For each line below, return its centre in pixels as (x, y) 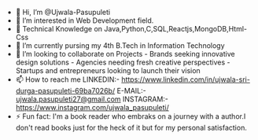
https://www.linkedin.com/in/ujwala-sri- (186, 79)
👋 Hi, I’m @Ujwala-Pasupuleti (63, 12)
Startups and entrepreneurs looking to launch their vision (108, 70)
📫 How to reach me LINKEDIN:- (68, 79)
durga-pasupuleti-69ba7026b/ (65, 91)
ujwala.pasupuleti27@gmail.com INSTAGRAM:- (92, 99)
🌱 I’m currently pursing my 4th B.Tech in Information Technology (120, 46)
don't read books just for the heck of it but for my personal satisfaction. (131, 127)
